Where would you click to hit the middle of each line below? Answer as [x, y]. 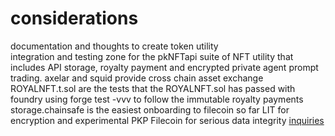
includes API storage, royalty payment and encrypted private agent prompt [164, 67]
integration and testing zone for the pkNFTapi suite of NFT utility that [152, 56]
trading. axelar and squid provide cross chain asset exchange [137, 78]
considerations [74, 18]
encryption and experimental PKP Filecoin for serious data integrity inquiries [167, 120]
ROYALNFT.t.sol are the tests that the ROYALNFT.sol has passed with [153, 88]
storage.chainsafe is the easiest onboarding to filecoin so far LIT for [150, 109]
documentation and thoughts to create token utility [114, 46]
